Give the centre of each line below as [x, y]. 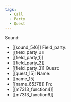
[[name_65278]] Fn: [32, 84]
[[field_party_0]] [29, 52]
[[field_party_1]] [28, 58]
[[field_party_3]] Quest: [35, 68]
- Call [16, 14]
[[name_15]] [24, 79]
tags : [11, 10]
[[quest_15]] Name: [31, 74]
